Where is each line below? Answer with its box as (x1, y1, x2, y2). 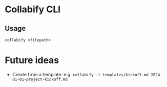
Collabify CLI (5, 4, 61, 15)
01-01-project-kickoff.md (12, 77, 68, 82)
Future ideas (5, 55, 59, 66)
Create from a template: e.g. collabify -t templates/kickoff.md (12, 71, 149, 77)
